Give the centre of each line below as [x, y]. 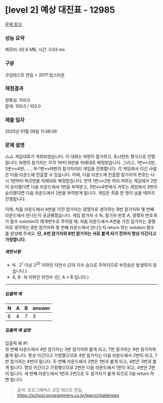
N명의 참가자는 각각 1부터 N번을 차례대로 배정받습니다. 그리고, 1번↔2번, [88, 162]
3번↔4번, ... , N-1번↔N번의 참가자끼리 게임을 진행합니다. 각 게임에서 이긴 [76, 169]
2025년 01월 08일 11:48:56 [31, 131]
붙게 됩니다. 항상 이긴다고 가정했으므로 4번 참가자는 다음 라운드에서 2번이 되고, [80, 355]
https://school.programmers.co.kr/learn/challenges [68, 395]
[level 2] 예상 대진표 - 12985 [60, 10]
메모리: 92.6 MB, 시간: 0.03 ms [35, 49]
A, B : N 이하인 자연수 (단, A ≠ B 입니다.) [50, 277]
